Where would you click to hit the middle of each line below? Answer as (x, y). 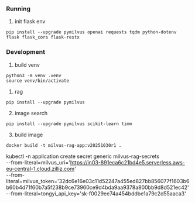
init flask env (30, 22)
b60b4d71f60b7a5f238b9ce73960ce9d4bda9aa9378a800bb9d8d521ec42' (97, 187)
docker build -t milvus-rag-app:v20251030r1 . (64, 145)
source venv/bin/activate (37, 81)
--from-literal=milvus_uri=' (38, 162)
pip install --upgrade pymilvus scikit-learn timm (69, 124)
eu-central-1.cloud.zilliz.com (40, 168)
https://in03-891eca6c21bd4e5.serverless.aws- (128, 162)
